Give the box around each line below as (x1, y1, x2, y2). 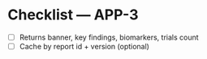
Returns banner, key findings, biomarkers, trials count (19, 32, 200, 42)
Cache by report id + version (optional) (19, 42, 149, 51)
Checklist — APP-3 (7, 6, 139, 24)
